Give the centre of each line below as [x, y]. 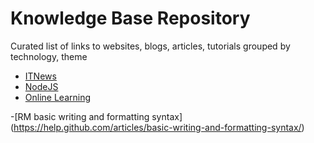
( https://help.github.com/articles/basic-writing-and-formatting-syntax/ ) [157, 127]
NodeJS [41, 86]
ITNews [40, 76]
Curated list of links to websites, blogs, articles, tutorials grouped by [150, 46]
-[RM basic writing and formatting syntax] [96, 116]
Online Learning [58, 97]
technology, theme [49, 56]
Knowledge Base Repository [130, 18]
